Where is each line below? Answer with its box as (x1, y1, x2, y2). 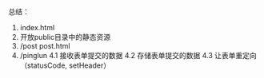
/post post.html (19, 41, 70, 50)
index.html (19, 23, 55, 32)
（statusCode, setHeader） (19, 60, 110, 70)
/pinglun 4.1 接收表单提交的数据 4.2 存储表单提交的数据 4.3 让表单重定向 (19, 51, 258, 60)
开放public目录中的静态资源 (19, 33, 110, 41)
